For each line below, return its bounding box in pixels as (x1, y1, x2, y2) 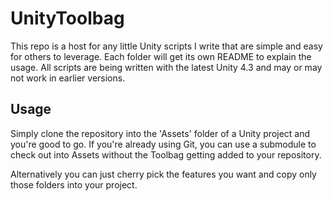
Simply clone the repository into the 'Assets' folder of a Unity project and (10, 127, 311, 139)
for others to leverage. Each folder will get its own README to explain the (10, 50, 312, 62)
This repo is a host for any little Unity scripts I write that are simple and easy (10, 40, 323, 52)
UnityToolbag (10, 7, 125, 30)
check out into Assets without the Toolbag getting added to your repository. (10, 148, 322, 161)
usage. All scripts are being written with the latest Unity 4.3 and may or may (10, 61, 323, 73)
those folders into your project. (10, 178, 138, 191)
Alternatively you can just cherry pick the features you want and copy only (10, 168, 317, 180)
